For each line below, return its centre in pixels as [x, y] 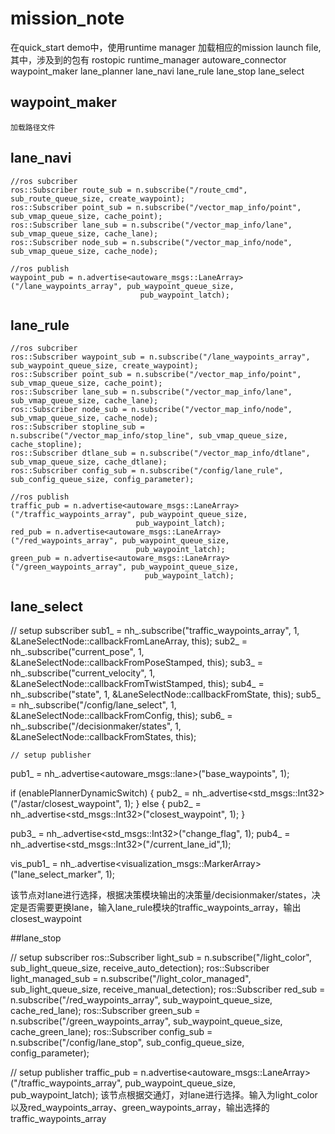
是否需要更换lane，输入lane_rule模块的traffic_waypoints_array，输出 [160, 908]
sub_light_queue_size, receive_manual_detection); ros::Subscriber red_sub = [168, 989]
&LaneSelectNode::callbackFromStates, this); [103, 737]
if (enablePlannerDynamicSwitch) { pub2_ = [100, 793]
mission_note [67, 18]
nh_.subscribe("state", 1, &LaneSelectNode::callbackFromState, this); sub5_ [165, 694]
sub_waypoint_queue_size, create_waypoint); [104, 366]
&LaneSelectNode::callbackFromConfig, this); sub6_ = [121, 716]
